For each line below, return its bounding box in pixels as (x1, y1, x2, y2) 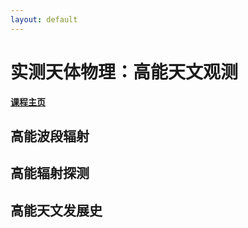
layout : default (10, 14, 78, 25)
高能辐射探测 (10, 165, 90, 182)
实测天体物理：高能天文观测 (10, 61, 239, 83)
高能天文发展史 (10, 202, 103, 219)
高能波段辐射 (10, 127, 90, 145)
